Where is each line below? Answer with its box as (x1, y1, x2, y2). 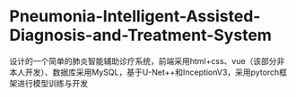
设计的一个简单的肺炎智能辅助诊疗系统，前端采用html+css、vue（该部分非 (9, 55, 285, 66)
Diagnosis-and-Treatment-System (9, 25, 272, 45)
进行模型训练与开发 (16, 77, 88, 88)
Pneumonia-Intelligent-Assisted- (9, 6, 261, 27)
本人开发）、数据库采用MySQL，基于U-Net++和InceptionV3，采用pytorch (9, 67, 280, 77)
